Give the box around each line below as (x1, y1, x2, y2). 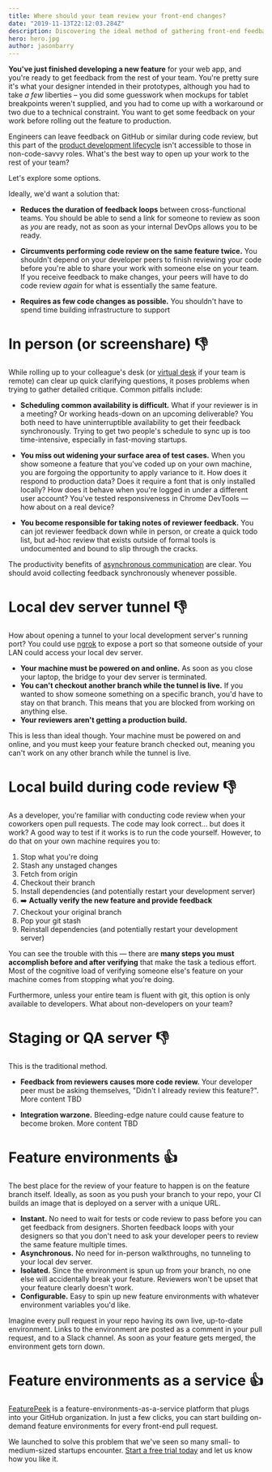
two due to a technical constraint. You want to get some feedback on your (8, 107, 256, 118)
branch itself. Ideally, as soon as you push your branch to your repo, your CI (8, 1189, 261, 1199)
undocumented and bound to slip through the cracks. (19, 544, 198, 554)
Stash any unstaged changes (19, 860, 117, 870)
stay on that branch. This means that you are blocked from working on (19, 698, 255, 707)
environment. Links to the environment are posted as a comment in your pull (8, 1324, 263, 1334)
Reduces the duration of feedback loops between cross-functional (19, 204, 246, 215)
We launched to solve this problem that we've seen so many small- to (8, 1436, 240, 1446)
